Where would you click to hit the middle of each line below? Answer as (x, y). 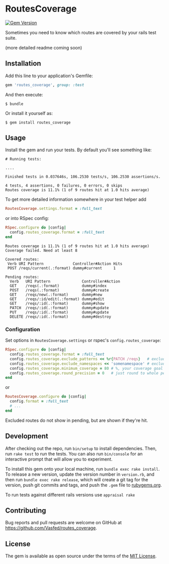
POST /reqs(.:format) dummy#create (59, 290)
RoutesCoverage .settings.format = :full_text (54, 209)
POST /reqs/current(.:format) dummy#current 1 (61, 268)
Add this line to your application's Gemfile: (49, 76)
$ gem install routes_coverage (38, 122)
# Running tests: (23, 159)
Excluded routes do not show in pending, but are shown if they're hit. (77, 420)
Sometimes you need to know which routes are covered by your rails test (81, 32)
